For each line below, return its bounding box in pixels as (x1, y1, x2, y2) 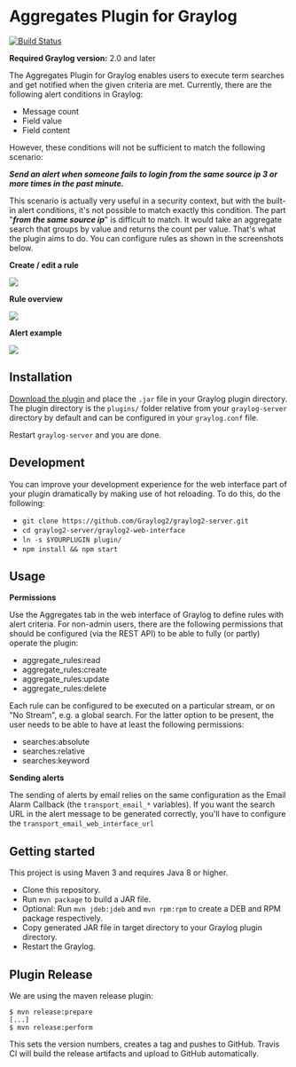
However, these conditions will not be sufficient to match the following (9, 142, 266, 153)
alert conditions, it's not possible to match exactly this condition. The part (17, 204, 286, 215)
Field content (21, 124, 71, 135)
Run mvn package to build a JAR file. (21, 894, 152, 905)
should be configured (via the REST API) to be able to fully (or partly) (9, 628, 261, 639)
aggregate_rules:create (21, 664, 108, 676)
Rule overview (9, 293, 64, 304)
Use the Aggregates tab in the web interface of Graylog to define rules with (9, 610, 284, 620)
